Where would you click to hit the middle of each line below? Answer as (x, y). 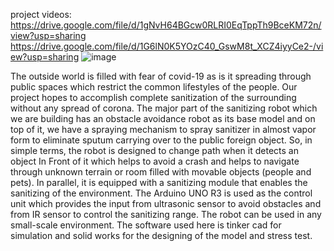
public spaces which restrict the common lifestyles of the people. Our (154, 87)
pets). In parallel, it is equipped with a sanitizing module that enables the (159, 182)
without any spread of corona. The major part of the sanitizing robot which (164, 108)
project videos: (41, 14)
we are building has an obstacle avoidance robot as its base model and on (163, 118)
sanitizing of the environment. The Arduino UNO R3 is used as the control (161, 193)
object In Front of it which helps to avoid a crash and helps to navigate (155, 161)
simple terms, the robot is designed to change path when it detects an (154, 150)
